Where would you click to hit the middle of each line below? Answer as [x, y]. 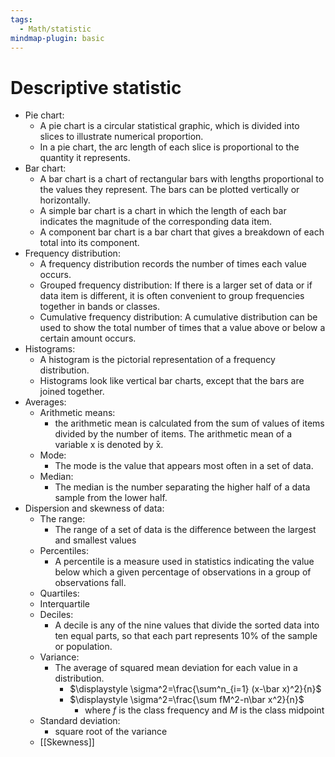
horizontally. [65, 200]
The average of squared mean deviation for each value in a [176, 668]
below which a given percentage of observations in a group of [183, 572]
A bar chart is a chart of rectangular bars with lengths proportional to [182, 179]
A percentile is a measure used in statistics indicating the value [184, 562]
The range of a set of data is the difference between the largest [185, 530]
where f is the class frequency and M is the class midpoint [204, 710]
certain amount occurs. [88, 338]
